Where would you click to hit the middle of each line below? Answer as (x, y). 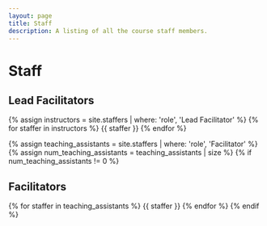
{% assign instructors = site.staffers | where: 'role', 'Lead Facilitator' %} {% (133, 120)
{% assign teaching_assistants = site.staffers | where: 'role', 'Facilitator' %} (133, 144)
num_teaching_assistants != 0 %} (64, 161)
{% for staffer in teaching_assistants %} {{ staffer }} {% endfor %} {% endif (134, 206)
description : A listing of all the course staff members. (108, 31)
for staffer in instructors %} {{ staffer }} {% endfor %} (98, 128)
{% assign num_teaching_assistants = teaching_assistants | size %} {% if (130, 153)
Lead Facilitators (51, 100)
